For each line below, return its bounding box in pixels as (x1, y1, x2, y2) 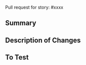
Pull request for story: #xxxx (5, 5, 63, 10)
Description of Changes (5, 36, 81, 44)
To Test (5, 53, 29, 62)
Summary (5, 19, 36, 27)
